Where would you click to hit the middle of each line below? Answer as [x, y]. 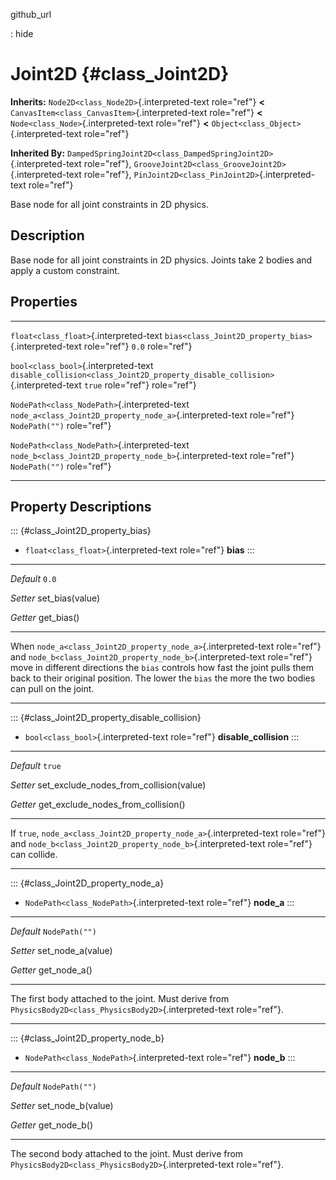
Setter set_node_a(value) [61, 951]
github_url [31, 14]
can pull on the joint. [52, 689]
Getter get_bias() [45, 618]
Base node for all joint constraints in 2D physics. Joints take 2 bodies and [161, 260]
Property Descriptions [81, 506]
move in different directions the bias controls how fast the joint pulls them [162, 668]
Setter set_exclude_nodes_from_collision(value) [108, 785]
